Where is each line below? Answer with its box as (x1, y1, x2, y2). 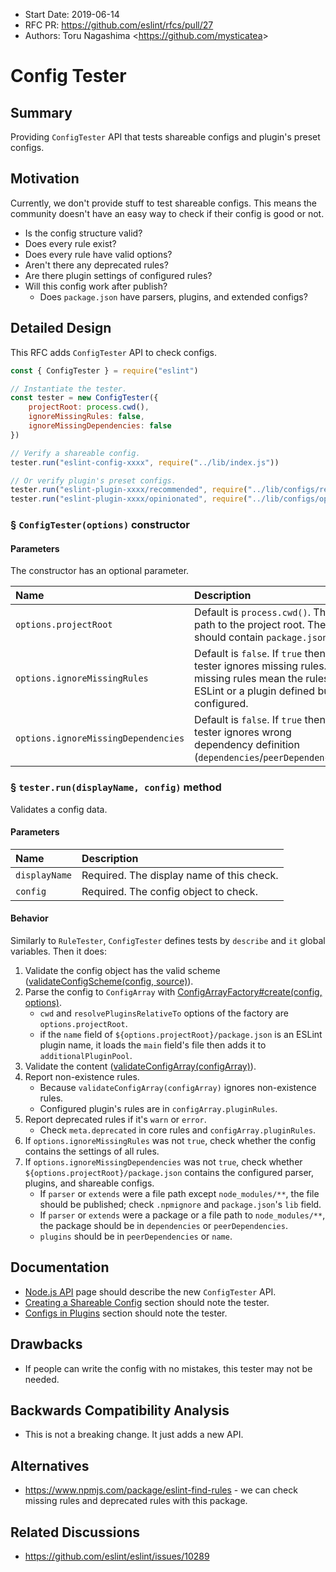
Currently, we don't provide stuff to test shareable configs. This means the (10, 197, 317, 209)
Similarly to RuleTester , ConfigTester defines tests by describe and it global (10, 934, 326, 946)
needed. (24, 1373, 60, 1385)
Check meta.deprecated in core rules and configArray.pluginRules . (39, 1124, 317, 1136)
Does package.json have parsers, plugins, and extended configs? (39, 290, 308, 303)
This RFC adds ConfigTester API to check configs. (10, 346, 218, 358)
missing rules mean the (194, 672, 303, 686)
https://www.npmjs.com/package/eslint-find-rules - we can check (24, 1484, 298, 1496)
